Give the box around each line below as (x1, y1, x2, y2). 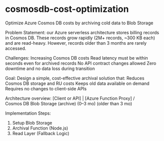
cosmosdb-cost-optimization (5, 3, 129, 15)
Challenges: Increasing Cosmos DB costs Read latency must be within (5, 55, 148, 61)
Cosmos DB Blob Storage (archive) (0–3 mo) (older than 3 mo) (5, 100, 132, 106)
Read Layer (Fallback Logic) (12, 130, 69, 136)
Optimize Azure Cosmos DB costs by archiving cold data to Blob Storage (5, 20, 154, 26)
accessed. (5, 45, 26, 51)
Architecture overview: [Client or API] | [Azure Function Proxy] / (5, 95, 135, 101)
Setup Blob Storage (12, 120, 53, 126)
